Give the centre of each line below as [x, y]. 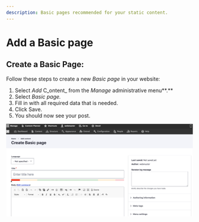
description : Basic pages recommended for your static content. [87, 12]
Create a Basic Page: [45, 64]
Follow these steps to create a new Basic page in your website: [83, 79]
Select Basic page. [38, 96]
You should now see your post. [52, 115]
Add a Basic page [50, 42]
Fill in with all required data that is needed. [66, 103]
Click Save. [28, 109]
